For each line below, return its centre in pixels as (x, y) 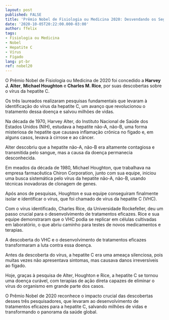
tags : (11, 33)
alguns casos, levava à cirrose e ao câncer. (50, 138)
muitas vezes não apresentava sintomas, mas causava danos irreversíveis (82, 261)
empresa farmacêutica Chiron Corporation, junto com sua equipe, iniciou (81, 173)
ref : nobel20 (19, 66)
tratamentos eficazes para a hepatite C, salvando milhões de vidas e (76, 307)
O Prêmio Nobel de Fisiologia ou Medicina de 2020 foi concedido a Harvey (83, 81)
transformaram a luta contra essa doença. (49, 245)
